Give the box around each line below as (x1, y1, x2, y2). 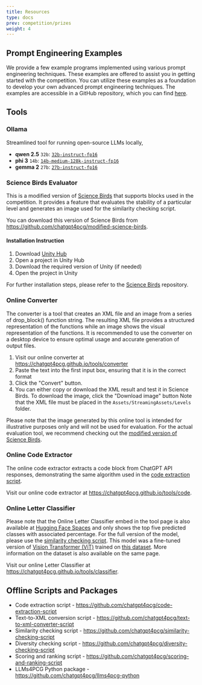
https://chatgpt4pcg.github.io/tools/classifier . (6, 568, 119, 575)
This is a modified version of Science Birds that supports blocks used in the (6, 192, 194, 200)
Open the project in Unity (14, 270, 78, 277)
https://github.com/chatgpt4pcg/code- (75, 601, 173, 608)
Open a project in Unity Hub (14, 257, 84, 264)
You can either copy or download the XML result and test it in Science (14, 385, 189, 393)
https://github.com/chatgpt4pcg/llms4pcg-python (14, 672, 140, 679)
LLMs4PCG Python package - (14, 665, 89, 672)
